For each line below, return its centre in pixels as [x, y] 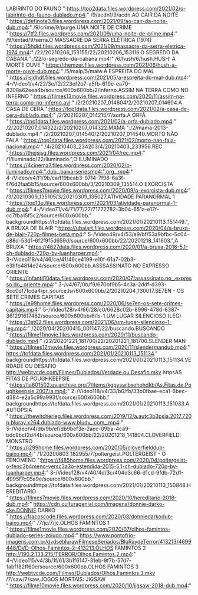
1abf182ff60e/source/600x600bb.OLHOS [56, 567]
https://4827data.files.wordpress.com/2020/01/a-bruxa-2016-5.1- [109, 247]
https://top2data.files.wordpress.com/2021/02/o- [126, 9]
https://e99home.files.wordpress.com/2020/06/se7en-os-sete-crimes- [96, 303]
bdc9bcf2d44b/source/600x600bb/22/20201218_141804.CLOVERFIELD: [94, 435]
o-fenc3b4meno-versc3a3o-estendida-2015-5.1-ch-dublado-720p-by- [92, 466]
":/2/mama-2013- [147, 127]
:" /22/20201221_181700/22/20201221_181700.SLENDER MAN [112, 341]
